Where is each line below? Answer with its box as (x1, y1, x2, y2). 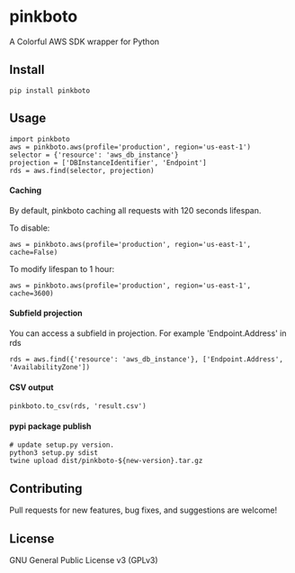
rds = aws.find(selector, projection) (9, 166, 155, 175)
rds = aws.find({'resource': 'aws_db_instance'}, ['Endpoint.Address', (9, 354, 283, 364)
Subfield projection (9, 308, 83, 319)
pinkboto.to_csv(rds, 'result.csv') (9, 402, 147, 411)
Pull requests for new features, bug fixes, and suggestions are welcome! (9, 505, 278, 515)
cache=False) (9, 248, 58, 257)
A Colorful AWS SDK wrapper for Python (9, 36, 160, 47)
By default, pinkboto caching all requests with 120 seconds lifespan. (9, 205, 262, 215)
